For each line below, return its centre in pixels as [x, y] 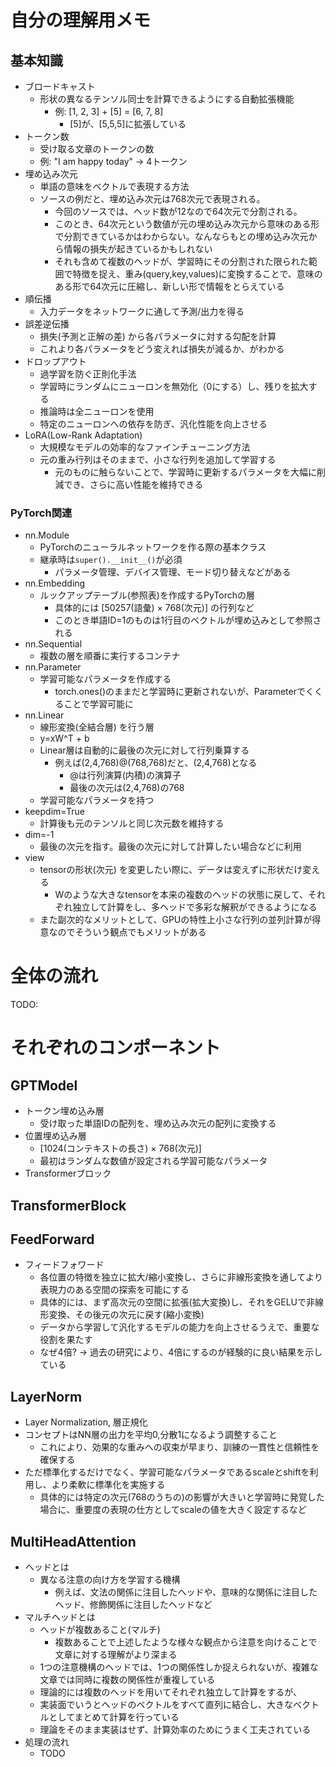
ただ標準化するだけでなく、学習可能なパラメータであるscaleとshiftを [167, 1472]
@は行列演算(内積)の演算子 [125, 775]
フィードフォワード [64, 1265]
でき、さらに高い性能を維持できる [133, 484]
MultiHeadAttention [73, 1541]
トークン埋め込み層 [64, 1111]
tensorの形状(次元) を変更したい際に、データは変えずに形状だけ [171, 870]
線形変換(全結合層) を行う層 [97, 727]
